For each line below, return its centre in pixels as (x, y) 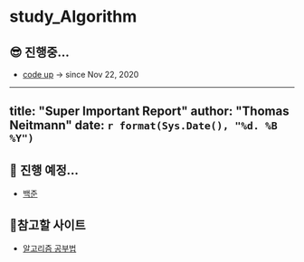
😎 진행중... (39, 52)
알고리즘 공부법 (49, 248)
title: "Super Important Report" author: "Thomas (149, 112)
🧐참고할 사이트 (47, 225)
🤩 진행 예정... (44, 170)
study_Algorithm (73, 17)
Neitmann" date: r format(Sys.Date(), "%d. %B (143, 125)
